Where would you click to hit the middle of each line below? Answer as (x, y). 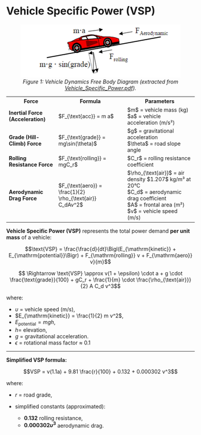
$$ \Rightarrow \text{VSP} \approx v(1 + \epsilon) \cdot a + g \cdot (100, 273)
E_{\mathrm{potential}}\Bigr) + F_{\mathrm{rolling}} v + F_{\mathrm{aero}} (100, 255)
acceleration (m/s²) (151, 122)
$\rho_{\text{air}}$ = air (156, 173)
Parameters (160, 101)
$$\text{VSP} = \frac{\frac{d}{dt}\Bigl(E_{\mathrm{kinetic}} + (100, 249)
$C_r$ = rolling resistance (159, 158)
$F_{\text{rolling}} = (82, 158)
